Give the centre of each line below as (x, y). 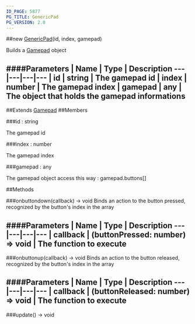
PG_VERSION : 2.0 (26, 22)
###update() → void (30, 315)
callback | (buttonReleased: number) (121, 292)
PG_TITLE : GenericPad (32, 17)
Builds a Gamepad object (36, 50)
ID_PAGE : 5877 (23, 11)
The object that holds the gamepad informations (96, 96)
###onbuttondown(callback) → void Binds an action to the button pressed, (96, 201)
